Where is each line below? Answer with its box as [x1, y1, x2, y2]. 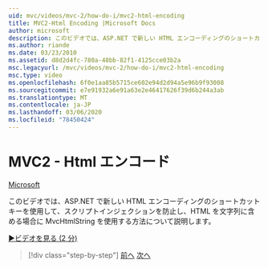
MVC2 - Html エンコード [8, 153, 170, 171]
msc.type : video [8, 71, 63, 79]
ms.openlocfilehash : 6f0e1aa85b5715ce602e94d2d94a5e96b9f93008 [8, 78, 225, 86]
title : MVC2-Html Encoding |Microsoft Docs [8, 19, 156, 27]
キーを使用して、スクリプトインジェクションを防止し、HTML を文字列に [8, 206, 248, 216]
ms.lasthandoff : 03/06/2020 [8, 109, 103, 117]
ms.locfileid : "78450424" [8, 116, 95, 124]
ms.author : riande [8, 42, 70, 50]
